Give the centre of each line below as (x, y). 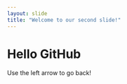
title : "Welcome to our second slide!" (64, 20)
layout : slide (27, 13)
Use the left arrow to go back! (49, 73)
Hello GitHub (44, 54)
